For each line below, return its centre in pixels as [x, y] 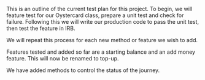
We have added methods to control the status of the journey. [83, 70]
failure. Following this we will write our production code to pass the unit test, [103, 22]
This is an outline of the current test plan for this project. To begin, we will [99, 9]
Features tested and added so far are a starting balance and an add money [101, 52]
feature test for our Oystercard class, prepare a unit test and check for [95, 15]
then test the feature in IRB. [41, 28]
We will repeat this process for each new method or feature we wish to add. [102, 40]
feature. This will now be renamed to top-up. [63, 58]
